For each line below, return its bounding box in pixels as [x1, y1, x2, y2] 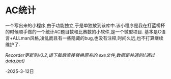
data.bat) [5, 58, 25, 64]
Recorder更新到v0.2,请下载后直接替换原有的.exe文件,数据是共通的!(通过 [5, 52, 155, 58]
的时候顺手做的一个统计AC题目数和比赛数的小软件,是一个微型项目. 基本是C [5, 28, 161, 34]
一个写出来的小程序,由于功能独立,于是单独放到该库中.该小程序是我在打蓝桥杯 [5, 22, 165, 28]
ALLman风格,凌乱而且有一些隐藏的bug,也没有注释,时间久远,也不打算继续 [12, 35, 164, 41]
